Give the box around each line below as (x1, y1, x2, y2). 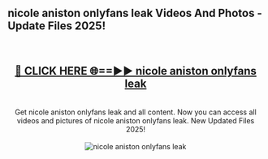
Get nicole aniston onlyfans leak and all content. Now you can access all (15, 107, 257, 117)
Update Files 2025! (7, 19, 106, 33)
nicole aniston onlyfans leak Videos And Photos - (7, 6, 262, 20)
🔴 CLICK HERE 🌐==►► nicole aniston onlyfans (14, 64, 257, 78)
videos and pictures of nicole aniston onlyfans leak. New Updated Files (16, 115, 255, 125)
